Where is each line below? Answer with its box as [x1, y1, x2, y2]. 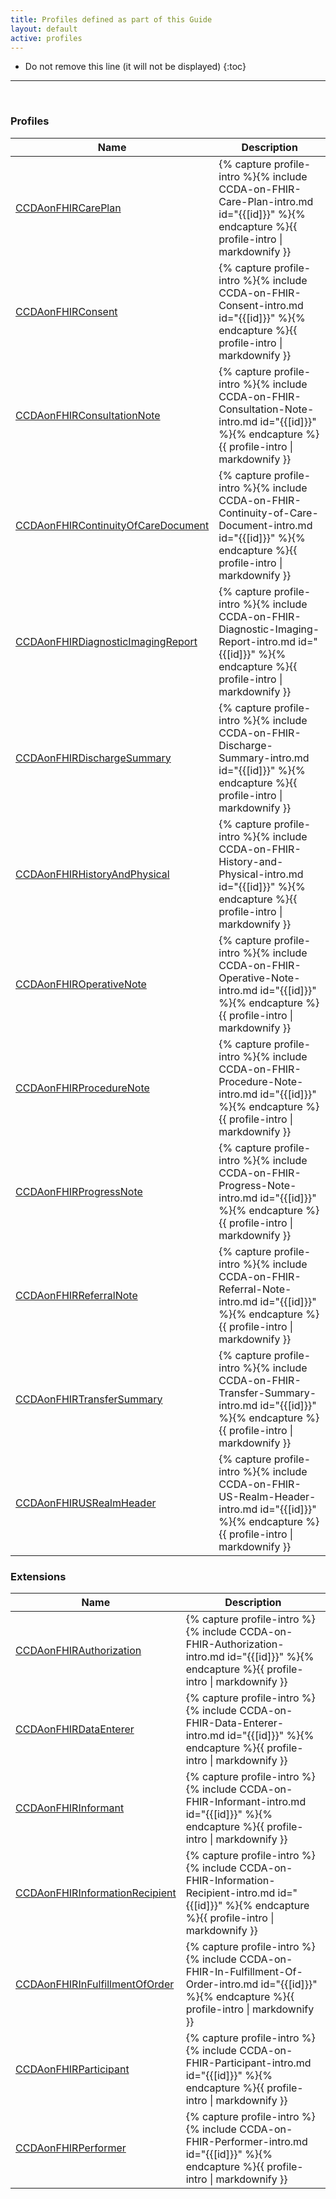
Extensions [10, 1569, 67, 1583]
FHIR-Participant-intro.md [185, 2056, 312, 2070]
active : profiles [10, 33, 83, 43]
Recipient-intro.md [185, 1886, 276, 1900]
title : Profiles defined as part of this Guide [10, 14, 213, 25]
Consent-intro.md [218, 298, 304, 312]
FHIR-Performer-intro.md [185, 2134, 308, 2148]
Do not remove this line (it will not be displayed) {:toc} [24, 61, 247, 73]
